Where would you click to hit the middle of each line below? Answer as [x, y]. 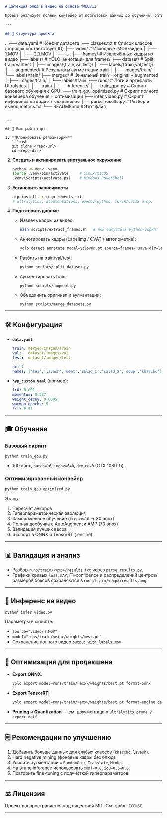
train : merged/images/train [41, 349]
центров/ [148, 575]
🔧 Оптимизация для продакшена [59, 662]
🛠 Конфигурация [34, 325]
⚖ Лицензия [25, 793]
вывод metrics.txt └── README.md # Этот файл [56, 106]
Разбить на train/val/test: [46, 258]
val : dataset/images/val [40, 353]
